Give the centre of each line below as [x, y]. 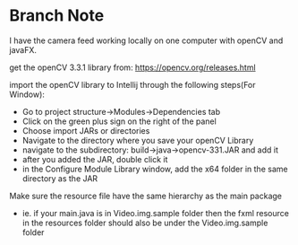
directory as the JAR [60, 178]
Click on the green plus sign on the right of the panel [119, 121]
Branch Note [57, 16]
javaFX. [23, 49]
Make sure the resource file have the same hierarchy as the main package [146, 196]
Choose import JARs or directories [86, 130]
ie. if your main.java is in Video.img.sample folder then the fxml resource [155, 213]
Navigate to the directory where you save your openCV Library [138, 140]
